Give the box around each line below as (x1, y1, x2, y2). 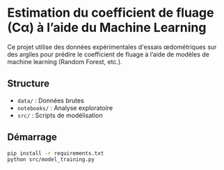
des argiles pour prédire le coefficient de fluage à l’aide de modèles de (7, 50, 210, 59)
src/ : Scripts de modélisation (17, 111, 103, 119)
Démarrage (7, 131, 57, 144)
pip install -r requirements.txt (7, 150, 104, 157)
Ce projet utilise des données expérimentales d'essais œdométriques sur (7, 42, 217, 51)
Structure (7, 78, 50, 90)
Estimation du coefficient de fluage (7, 5, 214, 21)
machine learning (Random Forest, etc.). (7, 57, 123, 65)
